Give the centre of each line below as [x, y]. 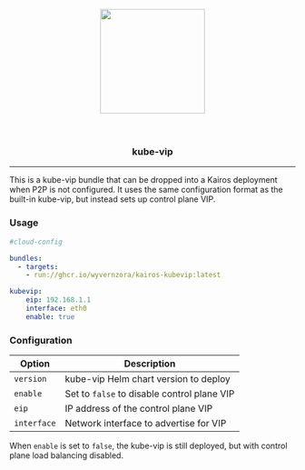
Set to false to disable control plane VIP [150, 394]
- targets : [38, 266]
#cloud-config [36, 242]
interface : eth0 [57, 309]
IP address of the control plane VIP [139, 409]
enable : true [50, 316]
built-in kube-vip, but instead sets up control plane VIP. [113, 199]
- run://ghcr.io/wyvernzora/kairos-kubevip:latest [123, 275]
